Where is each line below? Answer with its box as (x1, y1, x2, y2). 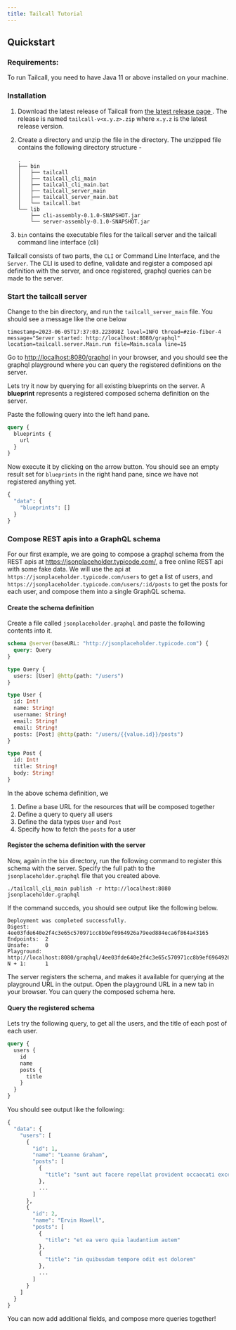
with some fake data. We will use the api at (7, 564, 131, 573)
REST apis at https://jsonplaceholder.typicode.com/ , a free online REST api (7, 557, 223, 566)
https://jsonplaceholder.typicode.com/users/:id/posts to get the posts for (7, 579, 228, 588)
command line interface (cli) (17, 238, 100, 246)
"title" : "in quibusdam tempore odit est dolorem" (44, 1256, 197, 1263)
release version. (17, 122, 65, 130)
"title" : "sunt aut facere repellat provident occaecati (44, 1171, 216, 1178)
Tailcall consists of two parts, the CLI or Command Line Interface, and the (7, 251, 220, 260)
